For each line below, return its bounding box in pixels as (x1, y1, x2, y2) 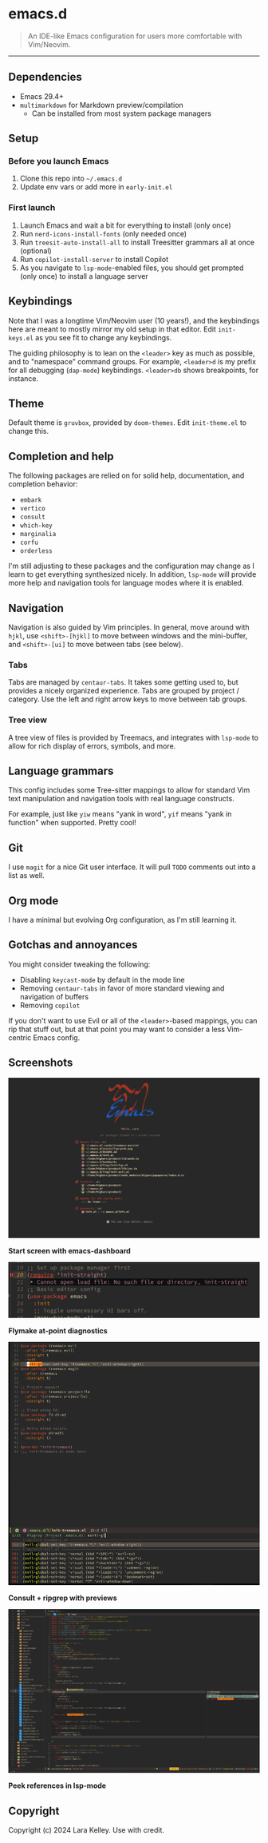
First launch (8, 202, 56, 213)
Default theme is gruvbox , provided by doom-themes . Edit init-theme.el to (8, 418, 247, 427)
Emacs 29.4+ (19, 91, 64, 101)
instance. (8, 373, 39, 383)
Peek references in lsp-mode (8, 1781, 106, 1790)
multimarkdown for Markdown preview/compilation (19, 100, 183, 109)
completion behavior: (8, 479, 78, 489)
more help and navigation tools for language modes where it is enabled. (8, 578, 244, 588)
